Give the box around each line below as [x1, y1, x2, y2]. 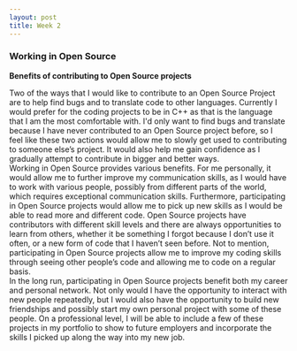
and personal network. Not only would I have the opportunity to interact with [9, 285, 287, 295]
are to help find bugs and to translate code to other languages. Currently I [9, 96, 278, 107]
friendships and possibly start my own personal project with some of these [9, 303, 282, 314]
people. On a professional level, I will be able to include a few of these [9, 313, 263, 324]
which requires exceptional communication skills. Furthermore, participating [9, 191, 286, 202]
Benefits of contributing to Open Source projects [9, 70, 192, 80]
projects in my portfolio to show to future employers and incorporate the [9, 322, 272, 332]
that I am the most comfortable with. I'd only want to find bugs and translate [9, 116, 286, 126]
